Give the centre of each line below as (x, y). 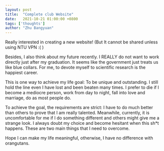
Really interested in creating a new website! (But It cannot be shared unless (82, 42)
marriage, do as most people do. (38, 98)
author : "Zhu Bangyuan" (30, 28)
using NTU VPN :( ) (25, 47)
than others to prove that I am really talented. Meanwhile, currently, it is (77, 113)
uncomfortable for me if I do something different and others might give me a (82, 118)
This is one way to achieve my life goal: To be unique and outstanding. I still (82, 82)
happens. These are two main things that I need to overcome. (67, 128)
